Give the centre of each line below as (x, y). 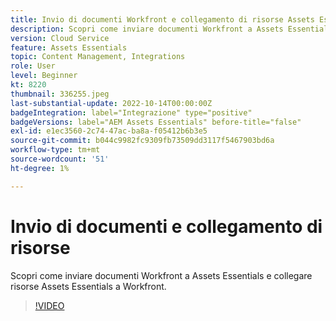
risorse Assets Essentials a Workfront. (88, 286)
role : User (33, 66)
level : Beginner (44, 76)
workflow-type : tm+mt (55, 150)
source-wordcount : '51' (60, 159)
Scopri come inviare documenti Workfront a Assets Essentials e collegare (161, 275)
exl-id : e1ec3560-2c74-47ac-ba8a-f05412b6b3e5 (109, 131)
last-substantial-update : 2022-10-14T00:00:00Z (111, 103)
